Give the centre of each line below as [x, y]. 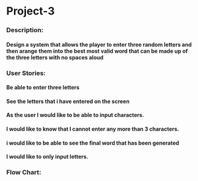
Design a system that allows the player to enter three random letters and [99, 44]
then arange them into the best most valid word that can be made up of [97, 51]
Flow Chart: [24, 173]
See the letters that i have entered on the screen [68, 101]
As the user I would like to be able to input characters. [75, 115]
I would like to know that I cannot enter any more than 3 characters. [93, 129]
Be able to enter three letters [43, 87]
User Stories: [26, 73]
